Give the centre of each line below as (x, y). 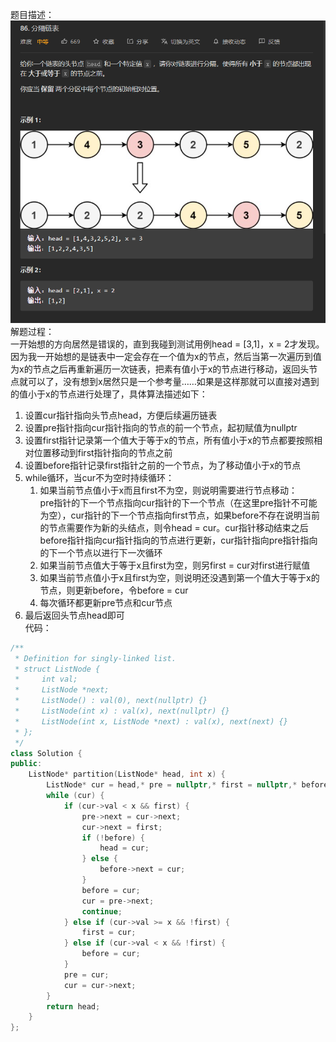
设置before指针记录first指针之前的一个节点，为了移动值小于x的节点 (163, 465)
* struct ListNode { (57, 669)
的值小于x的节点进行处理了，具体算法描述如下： (109, 394)
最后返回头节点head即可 (74, 615)
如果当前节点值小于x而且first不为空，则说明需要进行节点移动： (168, 490)
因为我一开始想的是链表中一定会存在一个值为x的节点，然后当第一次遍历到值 (166, 356)
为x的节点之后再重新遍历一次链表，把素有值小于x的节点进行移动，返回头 (160, 369)
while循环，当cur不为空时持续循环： (99, 477)
